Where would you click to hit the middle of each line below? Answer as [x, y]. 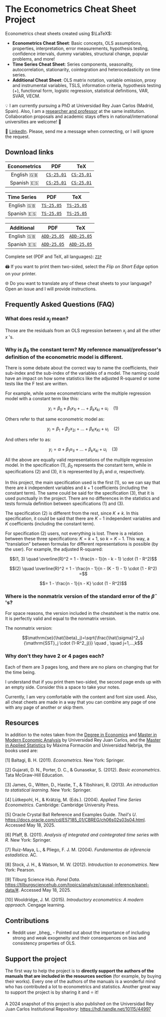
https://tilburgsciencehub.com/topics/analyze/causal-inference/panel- [77, 885]
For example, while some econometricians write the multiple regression [78, 393]
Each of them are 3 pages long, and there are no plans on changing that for [82, 667]
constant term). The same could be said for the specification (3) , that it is [80, 493]
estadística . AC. [21, 855]
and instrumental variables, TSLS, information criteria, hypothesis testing [86, 85]
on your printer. [21, 273]
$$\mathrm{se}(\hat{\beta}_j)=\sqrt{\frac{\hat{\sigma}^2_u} [83, 638]
